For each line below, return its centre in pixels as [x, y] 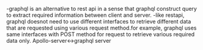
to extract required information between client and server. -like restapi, [95, 15]
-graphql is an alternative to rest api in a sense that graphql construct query [102, 9]
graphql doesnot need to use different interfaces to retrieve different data [99, 21]
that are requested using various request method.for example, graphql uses [102, 28]
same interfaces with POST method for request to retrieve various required [101, 34]
